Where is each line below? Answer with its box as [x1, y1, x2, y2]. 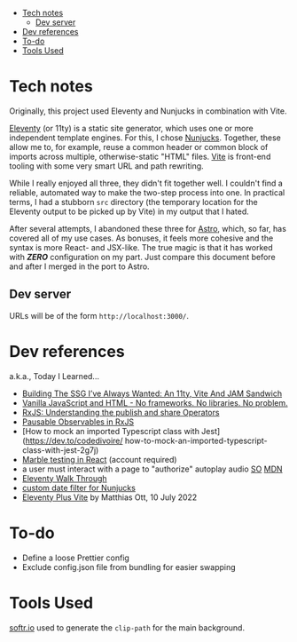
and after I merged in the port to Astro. [9, 261, 150, 272]
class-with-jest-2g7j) [21, 444, 99, 456]
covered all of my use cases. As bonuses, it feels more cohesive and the [9, 233, 274, 243]
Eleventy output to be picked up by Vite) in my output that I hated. [9, 206, 250, 217]
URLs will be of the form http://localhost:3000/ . [9, 310, 189, 321]
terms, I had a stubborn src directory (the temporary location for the [9, 196, 259, 207]
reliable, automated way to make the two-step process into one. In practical [9, 186, 285, 198]
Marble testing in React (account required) [21, 454, 177, 464]
